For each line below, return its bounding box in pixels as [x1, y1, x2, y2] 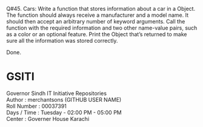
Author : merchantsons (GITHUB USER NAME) [6, 96, 122, 103]
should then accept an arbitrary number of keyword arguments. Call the [6, 18, 185, 25]
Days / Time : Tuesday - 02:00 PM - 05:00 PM [6, 108, 122, 116]
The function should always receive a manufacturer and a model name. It [6, 11, 189, 19]
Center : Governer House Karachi [6, 115, 90, 122]
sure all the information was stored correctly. [6, 37, 118, 44]
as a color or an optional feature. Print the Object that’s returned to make [6, 31, 187, 38]
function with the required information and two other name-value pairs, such [6, 24, 198, 31]
